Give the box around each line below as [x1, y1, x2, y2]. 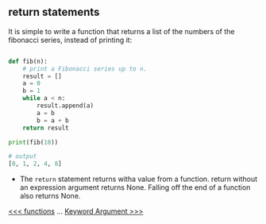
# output [8, 153, 37, 160]
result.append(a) [37, 102, 94, 110]
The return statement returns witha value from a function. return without [19, 174, 258, 184]
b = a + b [37, 116, 69, 125]
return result [22, 124, 69, 132]
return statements [8, 6, 100, 19]
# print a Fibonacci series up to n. [22, 64, 148, 73]
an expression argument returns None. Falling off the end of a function [19, 183, 251, 192]
